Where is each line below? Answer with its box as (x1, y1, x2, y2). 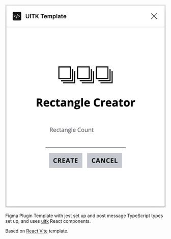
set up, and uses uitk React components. (5, 218, 91, 224)
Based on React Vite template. (5, 228, 69, 234)
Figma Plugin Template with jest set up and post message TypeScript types (5, 213, 163, 219)
